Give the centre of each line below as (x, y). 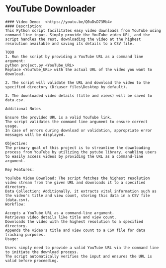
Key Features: (20, 169)
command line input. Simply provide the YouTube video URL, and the (78, 35)
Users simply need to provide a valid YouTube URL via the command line (82, 248)
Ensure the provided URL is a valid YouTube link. (59, 117)
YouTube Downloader (50, 9)
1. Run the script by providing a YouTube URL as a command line (74, 57)
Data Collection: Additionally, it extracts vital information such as (81, 191)
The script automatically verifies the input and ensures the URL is (79, 256)
